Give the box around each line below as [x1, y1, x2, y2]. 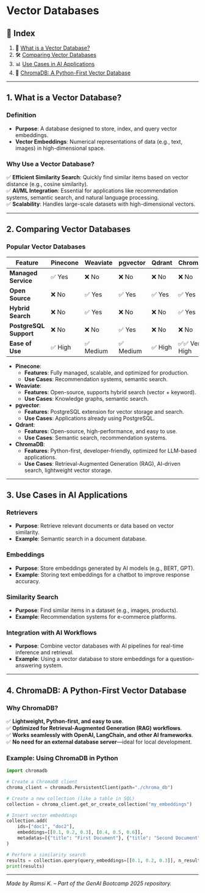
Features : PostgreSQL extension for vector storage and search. [24, 408, 184, 415]
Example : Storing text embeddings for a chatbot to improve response [15, 570, 190, 578]
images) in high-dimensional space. [15, 144, 106, 152]
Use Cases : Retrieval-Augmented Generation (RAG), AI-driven [24, 460, 181, 467]
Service [9, 276, 32, 285]
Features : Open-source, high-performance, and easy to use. [24, 427, 178, 435]
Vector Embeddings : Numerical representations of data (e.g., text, [15, 138, 183, 145]
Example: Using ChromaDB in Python [6, 753, 118, 762]
